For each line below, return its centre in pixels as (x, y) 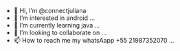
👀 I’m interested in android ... (54, 18)
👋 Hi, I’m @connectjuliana (50, 11)
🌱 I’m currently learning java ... (57, 25)
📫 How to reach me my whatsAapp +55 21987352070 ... (94, 40)
